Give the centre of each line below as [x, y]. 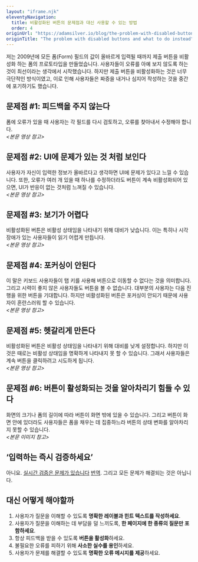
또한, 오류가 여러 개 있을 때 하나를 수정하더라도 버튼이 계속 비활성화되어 [100, 179]
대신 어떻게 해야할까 [40, 500]
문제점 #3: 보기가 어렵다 [47, 215]
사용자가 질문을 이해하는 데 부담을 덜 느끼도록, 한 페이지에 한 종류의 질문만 [99, 523]
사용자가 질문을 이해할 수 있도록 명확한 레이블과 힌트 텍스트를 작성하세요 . [98, 516]
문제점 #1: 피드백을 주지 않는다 [58, 107]
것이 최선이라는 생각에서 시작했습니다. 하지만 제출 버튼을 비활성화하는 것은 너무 [97, 71]
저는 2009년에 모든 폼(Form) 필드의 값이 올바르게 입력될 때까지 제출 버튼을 [92, 56]
